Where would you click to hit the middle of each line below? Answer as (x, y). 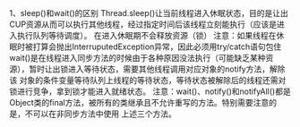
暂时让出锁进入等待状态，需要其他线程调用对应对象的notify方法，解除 (157, 69)
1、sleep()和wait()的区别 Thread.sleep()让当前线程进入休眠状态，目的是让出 (149, 13)
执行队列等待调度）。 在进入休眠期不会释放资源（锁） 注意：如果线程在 (146, 35)
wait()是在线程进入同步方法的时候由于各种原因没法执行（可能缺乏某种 (137, 58)
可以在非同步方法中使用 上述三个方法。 (104, 114)
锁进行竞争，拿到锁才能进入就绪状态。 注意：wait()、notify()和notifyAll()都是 (150, 91)
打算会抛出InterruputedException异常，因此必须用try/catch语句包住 (157, 47)
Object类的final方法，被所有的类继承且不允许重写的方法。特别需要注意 (139, 102)
